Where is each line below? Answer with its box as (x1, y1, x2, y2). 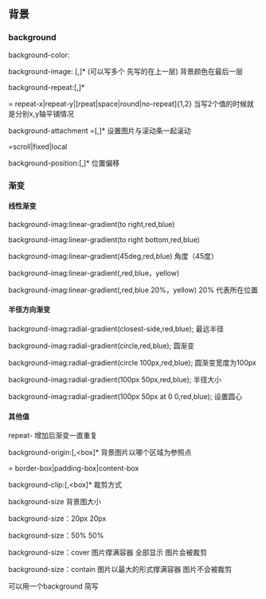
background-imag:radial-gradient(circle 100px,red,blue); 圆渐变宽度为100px (8, 358, 256, 368)
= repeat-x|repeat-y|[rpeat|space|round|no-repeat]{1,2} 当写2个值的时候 (8, 99, 248, 108)
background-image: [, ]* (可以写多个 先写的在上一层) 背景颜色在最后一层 (8, 66, 244, 76)
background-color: (8, 50, 70, 60)
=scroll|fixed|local (8, 142, 68, 151)
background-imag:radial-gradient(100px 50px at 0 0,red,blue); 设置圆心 (8, 392, 243, 401)
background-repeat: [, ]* (8, 82, 85, 92)
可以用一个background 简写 (8, 581, 100, 591)
